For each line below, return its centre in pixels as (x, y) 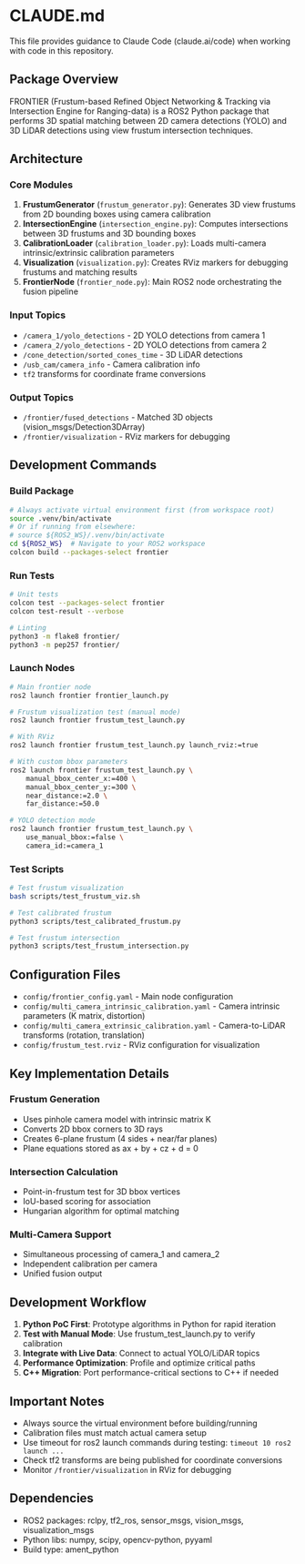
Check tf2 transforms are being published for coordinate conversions (152, 1460)
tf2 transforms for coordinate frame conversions (114, 373)
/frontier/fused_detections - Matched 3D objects (118, 417)
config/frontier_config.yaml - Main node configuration (128, 997)
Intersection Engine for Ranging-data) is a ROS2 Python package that (140, 111)
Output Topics (42, 397)
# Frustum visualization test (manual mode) (95, 712)
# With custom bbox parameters (69, 762)
